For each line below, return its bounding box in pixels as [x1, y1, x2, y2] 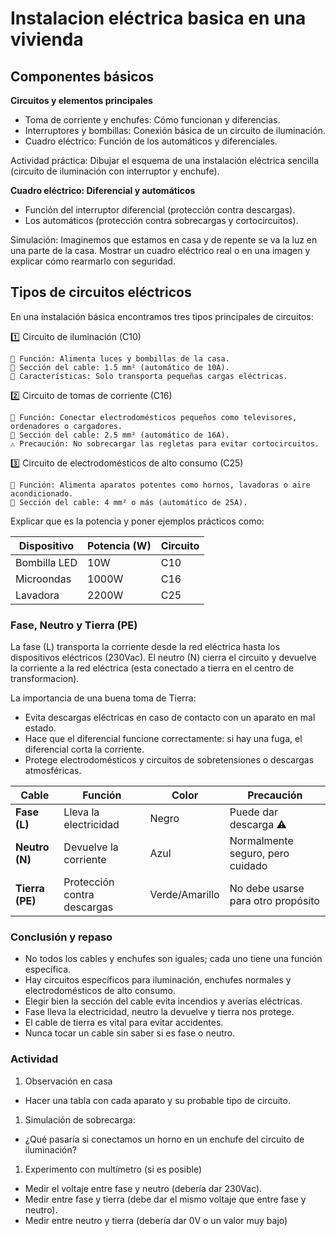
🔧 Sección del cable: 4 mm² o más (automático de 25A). [10, 497, 248, 507]
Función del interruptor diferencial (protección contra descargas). [24, 204, 296, 216]
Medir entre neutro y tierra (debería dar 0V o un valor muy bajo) [24, 1214, 288, 1226]
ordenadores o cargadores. [10, 421, 123, 431]
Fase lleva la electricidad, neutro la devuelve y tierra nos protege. [24, 1006, 295, 1018]
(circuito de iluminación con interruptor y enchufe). [10, 165, 220, 177]
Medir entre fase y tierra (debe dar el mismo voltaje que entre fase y [24, 1193, 307, 1205]
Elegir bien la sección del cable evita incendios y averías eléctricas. [24, 995, 303, 1007]
